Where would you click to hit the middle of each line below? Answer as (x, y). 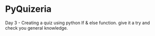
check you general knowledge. (37, 28)
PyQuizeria (28, 9)
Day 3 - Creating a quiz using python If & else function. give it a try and (77, 23)
